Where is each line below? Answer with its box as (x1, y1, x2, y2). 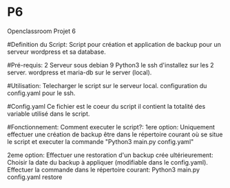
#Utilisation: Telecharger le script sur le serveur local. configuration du (7, 81, 207, 90)
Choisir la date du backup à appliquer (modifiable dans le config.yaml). (7, 158, 209, 166)
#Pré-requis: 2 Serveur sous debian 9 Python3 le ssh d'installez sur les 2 (7, 61, 215, 69)
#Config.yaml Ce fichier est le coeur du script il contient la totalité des (7, 102, 206, 110)
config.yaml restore (7, 173, 63, 181)
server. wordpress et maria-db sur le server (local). (7, 68, 152, 76)
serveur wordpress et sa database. (7, 48, 106, 56)
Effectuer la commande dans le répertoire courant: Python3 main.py (7, 165, 200, 174)
